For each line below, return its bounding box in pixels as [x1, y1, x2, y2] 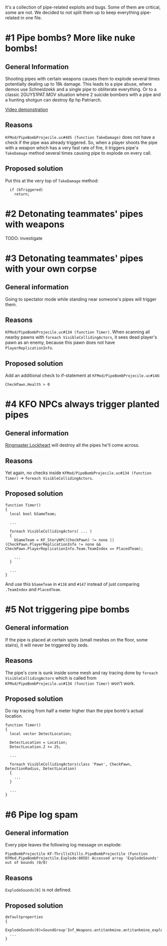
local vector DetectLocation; [9, 732, 72, 736]
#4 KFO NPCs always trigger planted [5, 399, 160, 410]
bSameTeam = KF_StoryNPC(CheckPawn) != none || [14, 537, 114, 542]
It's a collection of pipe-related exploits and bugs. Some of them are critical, [5, 4, 161, 10]
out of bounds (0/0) [5, 860, 48, 865]
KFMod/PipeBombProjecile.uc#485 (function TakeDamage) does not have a [5, 134, 155, 140]
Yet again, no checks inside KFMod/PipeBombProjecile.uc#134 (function [5, 470, 152, 476]
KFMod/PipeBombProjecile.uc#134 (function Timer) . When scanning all [5, 329, 150, 335]
